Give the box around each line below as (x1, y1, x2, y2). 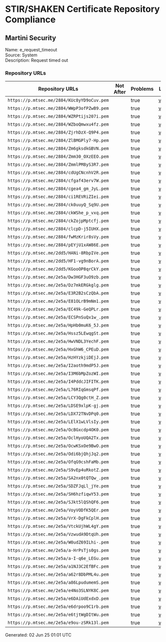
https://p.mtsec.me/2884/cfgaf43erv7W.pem (7, 178, 109, 183)
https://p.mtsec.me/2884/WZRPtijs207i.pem (7, 114, 109, 119)
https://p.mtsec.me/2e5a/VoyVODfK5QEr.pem (7, 507, 109, 513)
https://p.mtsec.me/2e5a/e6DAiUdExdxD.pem (7, 596, 109, 601)
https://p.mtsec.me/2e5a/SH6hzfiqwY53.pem (7, 491, 109, 497)
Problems (130, 86, 154, 92)
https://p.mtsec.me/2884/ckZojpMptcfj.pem (7, 218, 109, 224)
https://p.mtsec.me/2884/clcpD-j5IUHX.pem (7, 226, 109, 232)
